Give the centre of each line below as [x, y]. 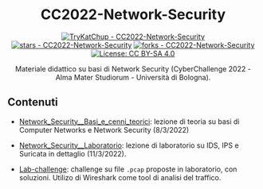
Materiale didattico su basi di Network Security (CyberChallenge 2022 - [133, 68]
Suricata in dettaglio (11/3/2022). [73, 153]
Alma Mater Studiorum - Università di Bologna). [133, 77]
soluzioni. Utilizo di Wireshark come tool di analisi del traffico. [120, 177]
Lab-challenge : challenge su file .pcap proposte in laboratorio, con [128, 169]
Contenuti [33, 102]
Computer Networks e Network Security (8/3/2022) [104, 129]
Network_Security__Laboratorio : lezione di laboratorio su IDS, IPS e [129, 145]
